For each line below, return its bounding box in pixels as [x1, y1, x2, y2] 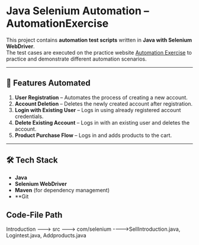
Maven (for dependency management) [14, 186, 110, 193]
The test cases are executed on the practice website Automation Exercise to [6, 49, 192, 56]
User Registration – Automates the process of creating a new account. [14, 94, 188, 101]
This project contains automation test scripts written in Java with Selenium [6, 36, 192, 43]
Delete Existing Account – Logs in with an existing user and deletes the [14, 119, 190, 126]
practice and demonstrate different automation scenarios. [6, 55, 147, 62]
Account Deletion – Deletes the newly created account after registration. [14, 100, 193, 107]
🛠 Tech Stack [6, 155, 58, 166]
